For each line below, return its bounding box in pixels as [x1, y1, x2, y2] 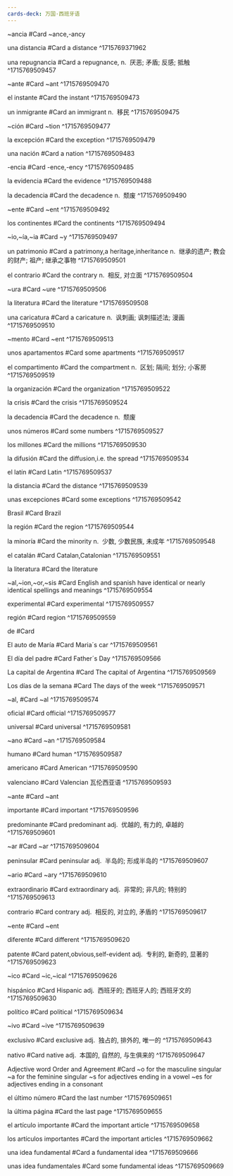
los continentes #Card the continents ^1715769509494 [7, 219, 165, 227]
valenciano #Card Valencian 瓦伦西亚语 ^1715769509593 [7, 778, 172, 786]
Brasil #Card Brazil [7, 508, 61, 517]
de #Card [7, 627, 35, 635]
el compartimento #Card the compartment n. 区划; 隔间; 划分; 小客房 [7, 362, 207, 371]
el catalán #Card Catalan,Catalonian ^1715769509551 [7, 551, 160, 559]
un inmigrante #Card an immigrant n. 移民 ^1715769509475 [7, 107, 180, 116]
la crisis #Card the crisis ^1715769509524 [7, 398, 128, 406]
